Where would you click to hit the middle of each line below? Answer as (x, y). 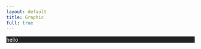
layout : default (26, 12)
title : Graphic (25, 17)
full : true (20, 23)
